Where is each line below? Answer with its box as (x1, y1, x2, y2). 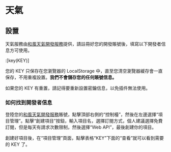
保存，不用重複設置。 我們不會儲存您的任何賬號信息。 (5, 74, 117, 80)
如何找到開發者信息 (5, 99, 52, 106)
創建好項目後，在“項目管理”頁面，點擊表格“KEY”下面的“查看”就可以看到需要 (5, 135, 164, 141)
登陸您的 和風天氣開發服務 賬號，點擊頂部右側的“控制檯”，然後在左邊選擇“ (5, 111, 159, 117)
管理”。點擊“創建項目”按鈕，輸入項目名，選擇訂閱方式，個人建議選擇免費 (9, 118, 163, 124)
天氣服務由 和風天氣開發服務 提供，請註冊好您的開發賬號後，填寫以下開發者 (5, 41, 161, 47)
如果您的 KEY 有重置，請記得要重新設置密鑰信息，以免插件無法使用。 (5, 85, 151, 91)
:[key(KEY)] (5, 57, 30, 64)
